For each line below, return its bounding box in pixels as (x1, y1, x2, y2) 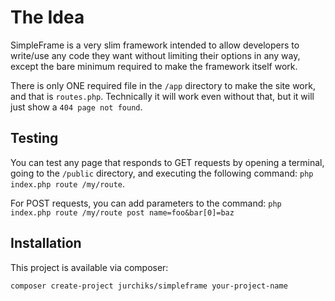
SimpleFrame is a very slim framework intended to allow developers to (10, 39, 300, 51)
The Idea (10, 6, 85, 29)
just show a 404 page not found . (10, 101, 143, 113)
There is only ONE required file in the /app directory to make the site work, (10, 79, 316, 91)
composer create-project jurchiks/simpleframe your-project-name (10, 281, 288, 291)
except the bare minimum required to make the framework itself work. (10, 60, 298, 72)
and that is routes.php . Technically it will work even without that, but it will (10, 90, 315, 102)
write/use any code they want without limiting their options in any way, (10, 49, 301, 61)
